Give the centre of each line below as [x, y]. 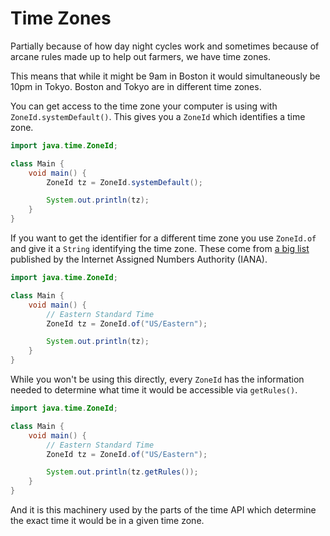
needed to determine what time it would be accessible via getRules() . [154, 390]
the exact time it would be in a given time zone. [107, 521]
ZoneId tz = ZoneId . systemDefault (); [124, 182]
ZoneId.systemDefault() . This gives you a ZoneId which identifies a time [158, 116]
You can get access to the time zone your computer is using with [144, 106]
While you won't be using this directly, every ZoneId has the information [157, 379]
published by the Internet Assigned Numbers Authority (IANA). [139, 259]
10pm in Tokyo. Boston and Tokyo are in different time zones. [136, 86]
